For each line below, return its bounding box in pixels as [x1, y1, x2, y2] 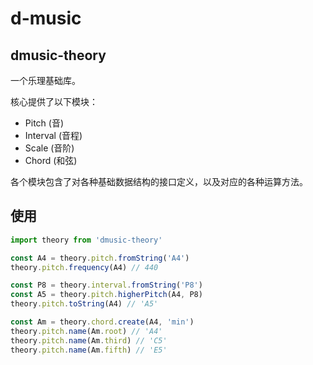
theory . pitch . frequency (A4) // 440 [10, 262, 159, 272]
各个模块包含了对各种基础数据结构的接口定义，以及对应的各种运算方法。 [10, 176, 308, 187]
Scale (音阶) [24, 142, 75, 154]
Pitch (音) [24, 117, 64, 129]
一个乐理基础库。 [10, 75, 81, 86]
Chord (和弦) [24, 155, 78, 166]
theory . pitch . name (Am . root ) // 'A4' [10, 326, 163, 336]
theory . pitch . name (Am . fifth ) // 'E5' [10, 345, 168, 355]
